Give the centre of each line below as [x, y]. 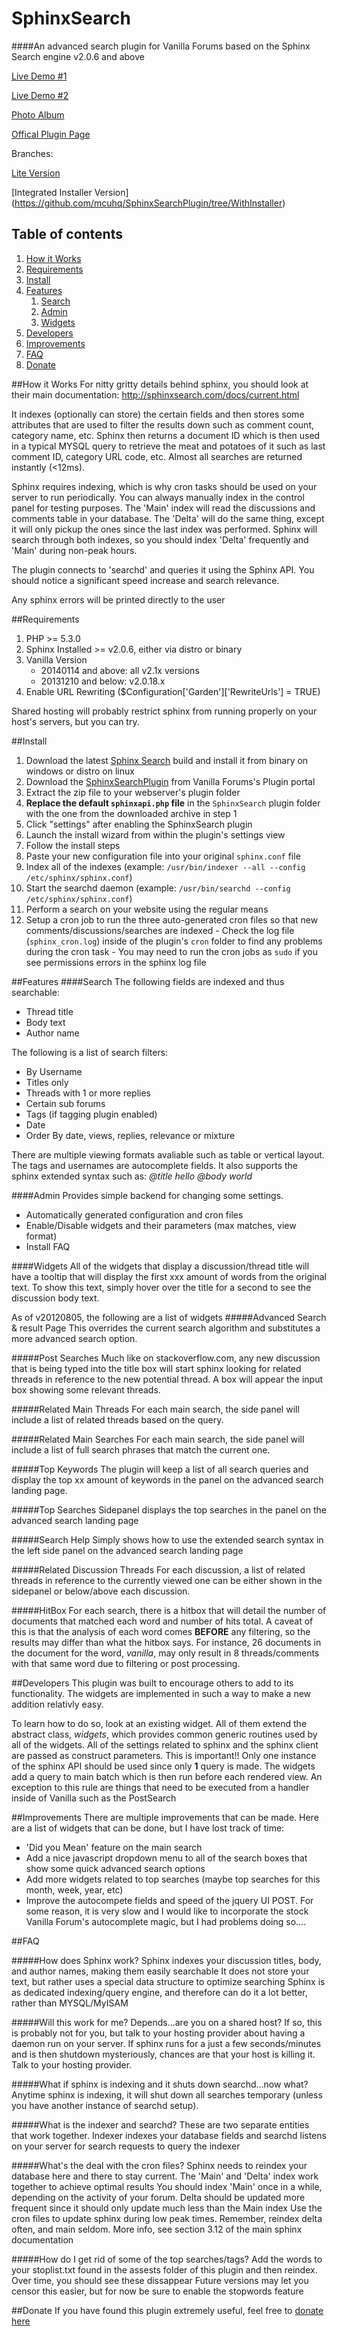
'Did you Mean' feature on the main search [114, 1847]
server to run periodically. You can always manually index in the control [158, 497]
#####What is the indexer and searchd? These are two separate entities [160, 2124]
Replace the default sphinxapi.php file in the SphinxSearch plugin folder [173, 803]
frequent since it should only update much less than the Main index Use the [167, 2208]
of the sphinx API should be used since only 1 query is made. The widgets [163, 1766]
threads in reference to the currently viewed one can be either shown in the [167, 1580]
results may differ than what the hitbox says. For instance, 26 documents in [166, 1642]
